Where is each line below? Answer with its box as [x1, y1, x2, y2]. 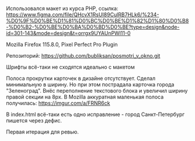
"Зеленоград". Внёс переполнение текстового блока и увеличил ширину [6, 87, 188, 94]
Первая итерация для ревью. [6, 128, 79, 135]
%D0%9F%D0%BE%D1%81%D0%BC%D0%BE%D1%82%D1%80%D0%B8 [6, 17, 189, 24]
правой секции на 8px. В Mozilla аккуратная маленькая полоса [6, 93, 164, 100]
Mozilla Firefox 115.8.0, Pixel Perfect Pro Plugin [6, 41, 118, 48]
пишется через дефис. [6, 117, 62, 124]
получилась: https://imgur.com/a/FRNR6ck [6, 100, 110, 107]
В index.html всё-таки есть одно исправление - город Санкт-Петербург [6, 111, 185, 118]
